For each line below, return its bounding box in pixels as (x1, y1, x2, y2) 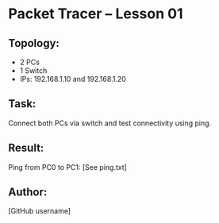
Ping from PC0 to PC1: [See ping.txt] (8, 162, 127, 171)
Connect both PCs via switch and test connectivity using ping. (8, 118, 212, 128)
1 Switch (19, 66, 48, 75)
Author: (8, 186, 48, 199)
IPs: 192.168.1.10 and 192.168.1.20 (19, 75, 127, 83)
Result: (8, 141, 44, 155)
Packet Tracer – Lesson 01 (8, 5, 183, 23)
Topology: (8, 37, 60, 50)
